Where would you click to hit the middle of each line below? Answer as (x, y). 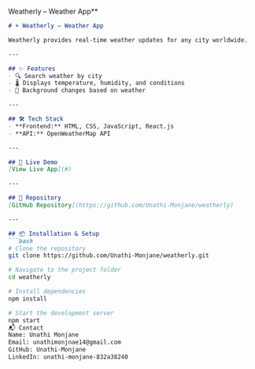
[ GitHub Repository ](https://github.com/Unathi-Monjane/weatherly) (121, 205)
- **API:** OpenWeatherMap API (59, 133)
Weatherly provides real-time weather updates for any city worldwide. (128, 40)
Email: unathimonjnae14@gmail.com (65, 342)
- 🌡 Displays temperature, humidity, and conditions (96, 83)
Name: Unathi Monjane (44, 335)
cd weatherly (30, 278)
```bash (21, 241)
